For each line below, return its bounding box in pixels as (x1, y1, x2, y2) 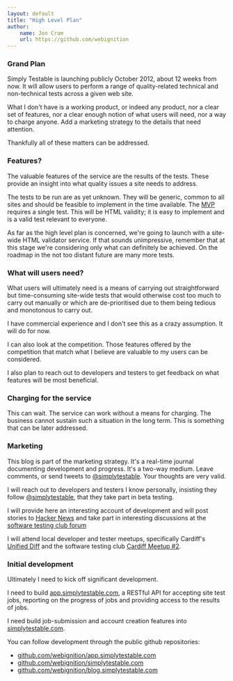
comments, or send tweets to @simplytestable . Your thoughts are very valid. (7, 472, 226, 480)
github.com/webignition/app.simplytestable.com (17, 651, 156, 659)
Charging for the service (7, 393, 92, 403)
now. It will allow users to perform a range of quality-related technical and (7, 82, 218, 90)
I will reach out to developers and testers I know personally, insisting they (7, 485, 218, 494)
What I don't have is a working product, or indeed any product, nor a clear (7, 103, 219, 111)
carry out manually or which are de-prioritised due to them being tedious (7, 298, 216, 307)
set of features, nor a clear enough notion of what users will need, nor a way (7, 111, 226, 119)
